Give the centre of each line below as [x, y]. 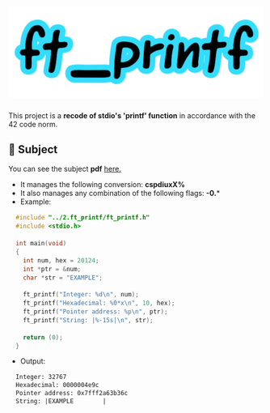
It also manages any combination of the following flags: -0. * [120, 194]
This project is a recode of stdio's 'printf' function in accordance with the [132, 115]
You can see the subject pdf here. [65, 169]
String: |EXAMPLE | [61, 402]
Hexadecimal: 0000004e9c [57, 385]
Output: [33, 361]
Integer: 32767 [41, 377]
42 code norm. [33, 124]
